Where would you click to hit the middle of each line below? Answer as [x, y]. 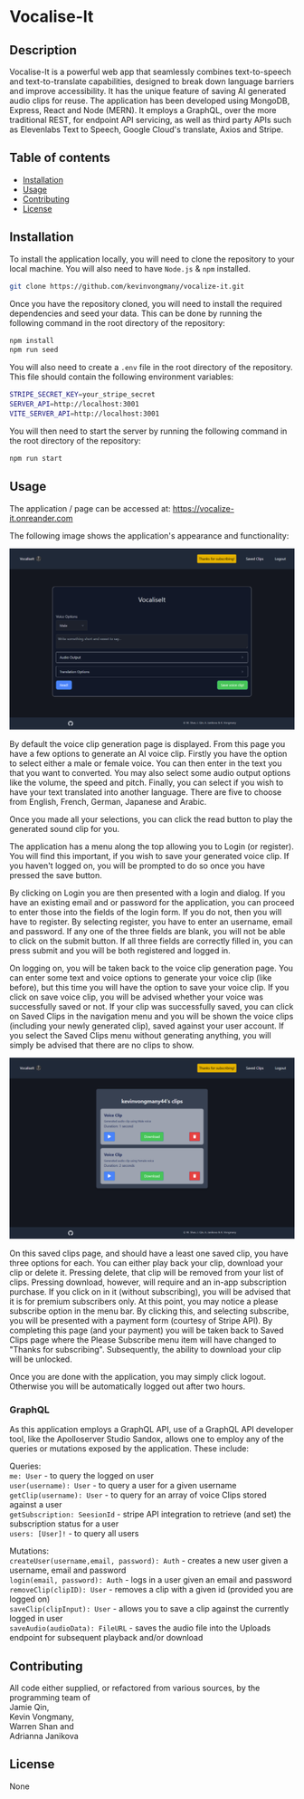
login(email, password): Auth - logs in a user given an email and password [151, 1580]
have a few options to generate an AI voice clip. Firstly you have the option [148, 753]
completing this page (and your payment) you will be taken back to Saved [147, 1330]
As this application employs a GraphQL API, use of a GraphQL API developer [152, 1430]
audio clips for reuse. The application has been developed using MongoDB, [150, 100]
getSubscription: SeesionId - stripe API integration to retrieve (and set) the [150, 1515]
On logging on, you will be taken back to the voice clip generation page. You [152, 968]
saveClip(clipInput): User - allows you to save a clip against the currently [149, 1609]
